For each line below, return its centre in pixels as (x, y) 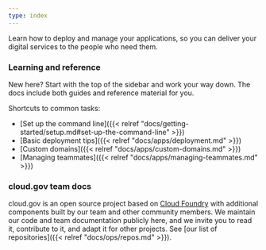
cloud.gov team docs (50, 186)
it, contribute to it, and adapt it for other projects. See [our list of (113, 229)
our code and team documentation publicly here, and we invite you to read (130, 221)
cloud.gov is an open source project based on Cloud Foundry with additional (133, 204)
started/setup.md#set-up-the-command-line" (94, 132)
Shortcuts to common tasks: (54, 108)
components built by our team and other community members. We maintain (132, 212)
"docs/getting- (165, 123)
